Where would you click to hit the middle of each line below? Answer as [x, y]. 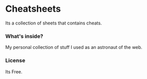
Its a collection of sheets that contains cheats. [54, 23]
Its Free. [14, 71]
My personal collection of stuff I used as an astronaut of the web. [74, 47]
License [15, 61]
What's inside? [24, 36]
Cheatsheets [33, 9]
